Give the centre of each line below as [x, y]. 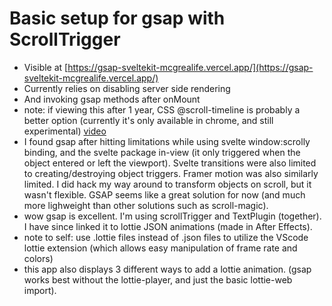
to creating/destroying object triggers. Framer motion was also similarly [171, 173]
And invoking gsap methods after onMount [112, 99]
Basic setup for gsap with [117, 18]
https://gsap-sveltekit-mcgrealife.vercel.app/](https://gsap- [190, 67]
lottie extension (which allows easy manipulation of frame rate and [160, 248]
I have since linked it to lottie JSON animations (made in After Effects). [168, 226]
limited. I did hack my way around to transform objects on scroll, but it [167, 184]
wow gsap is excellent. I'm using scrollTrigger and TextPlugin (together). [172, 216]
